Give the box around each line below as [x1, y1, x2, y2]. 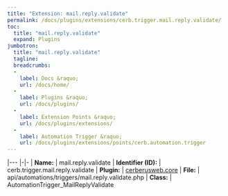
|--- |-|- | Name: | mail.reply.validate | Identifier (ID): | [7, 158, 161, 167]
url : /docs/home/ [19, 81, 70, 88]
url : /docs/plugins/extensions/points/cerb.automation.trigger [19, 140, 207, 147]
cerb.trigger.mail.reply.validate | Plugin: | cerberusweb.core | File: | [7, 166, 200, 174]
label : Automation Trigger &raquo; [19, 133, 123, 140]
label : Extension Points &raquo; [19, 113, 116, 120]
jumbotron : [7, 42, 39, 49]
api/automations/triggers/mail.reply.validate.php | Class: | [7, 173, 172, 181]
